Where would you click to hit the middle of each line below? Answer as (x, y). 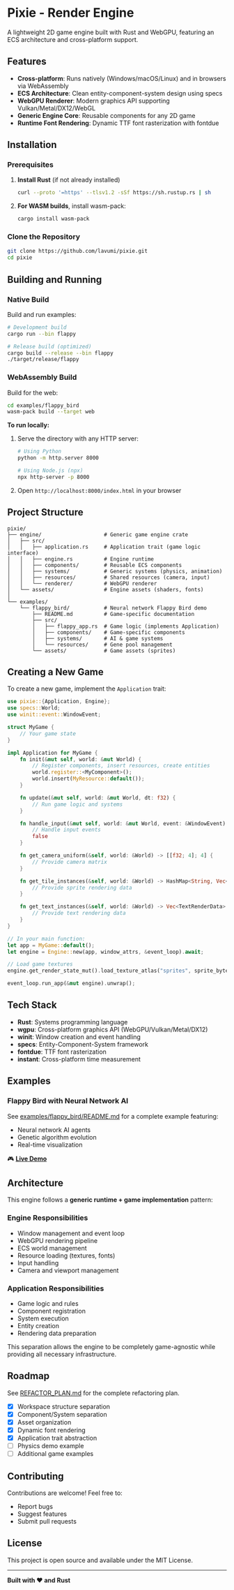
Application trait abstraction (57, 1438)
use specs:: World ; (34, 708)
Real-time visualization (50, 1144)
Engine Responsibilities (48, 1218)
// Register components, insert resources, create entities (121, 766)
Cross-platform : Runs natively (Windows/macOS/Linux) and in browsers (122, 78)
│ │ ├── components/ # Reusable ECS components (95, 565)
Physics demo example (50, 1446)
